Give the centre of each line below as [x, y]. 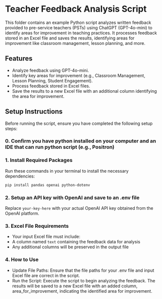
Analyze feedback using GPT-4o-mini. [50, 70]
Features [19, 59]
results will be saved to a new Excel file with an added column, [75, 286]
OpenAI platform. [22, 213]
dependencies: [20, 176]
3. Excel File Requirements [37, 226]
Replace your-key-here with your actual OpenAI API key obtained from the [79, 208]
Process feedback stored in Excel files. [51, 86]
